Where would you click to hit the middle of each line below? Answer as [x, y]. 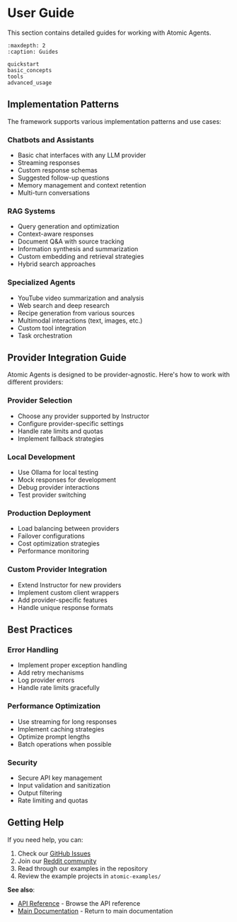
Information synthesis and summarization [78, 249]
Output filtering [40, 793]
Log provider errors [46, 680]
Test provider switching [52, 495]
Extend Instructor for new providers [69, 584]
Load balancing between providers [68, 529]
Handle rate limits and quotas [60, 431]
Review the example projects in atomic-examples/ [89, 876]
